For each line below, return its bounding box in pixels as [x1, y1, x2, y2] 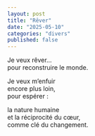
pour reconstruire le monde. [7, 63, 89, 72]
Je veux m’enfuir [7, 77, 56, 85]
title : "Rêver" [7, 17, 52, 24]
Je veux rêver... [7, 56, 52, 64]
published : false [7, 37, 58, 44]
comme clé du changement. [7, 120, 89, 129]
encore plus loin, [7, 85, 56, 93]
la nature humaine [7, 106, 60, 114]
